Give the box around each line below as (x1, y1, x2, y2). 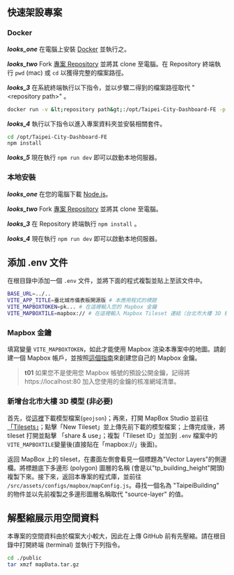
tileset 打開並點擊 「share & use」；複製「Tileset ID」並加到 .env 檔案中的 (7, 431, 218, 439)
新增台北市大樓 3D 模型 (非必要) (7, 397, 114, 407)
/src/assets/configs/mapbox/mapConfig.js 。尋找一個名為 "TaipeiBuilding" (7, 481, 219, 489)
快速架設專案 (7, 6, 63, 19)
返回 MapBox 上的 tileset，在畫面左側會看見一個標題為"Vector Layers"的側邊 (7, 455, 227, 463)
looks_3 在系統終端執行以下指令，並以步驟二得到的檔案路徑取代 (7, 83, 190, 92)
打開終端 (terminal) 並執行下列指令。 (19, 541, 124, 549)
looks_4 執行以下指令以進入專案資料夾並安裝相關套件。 (7, 119, 166, 128)
